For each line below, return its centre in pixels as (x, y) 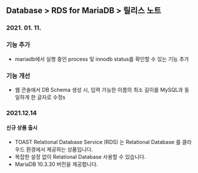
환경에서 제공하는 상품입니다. (59, 149)
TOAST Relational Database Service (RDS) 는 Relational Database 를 (98, 142)
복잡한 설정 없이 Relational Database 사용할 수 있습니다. (80, 157)
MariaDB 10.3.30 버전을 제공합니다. (56, 164)
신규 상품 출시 (22, 128)
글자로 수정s (51, 97)
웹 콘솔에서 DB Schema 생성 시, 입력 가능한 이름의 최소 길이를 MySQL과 (99, 89)
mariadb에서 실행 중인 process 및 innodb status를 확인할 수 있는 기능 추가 (102, 59)
